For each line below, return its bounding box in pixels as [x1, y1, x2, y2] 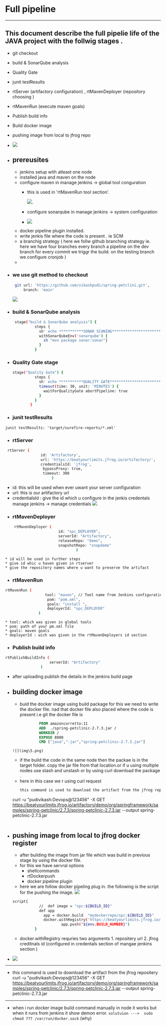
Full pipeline [5, 3, 56, 15]
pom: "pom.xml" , [47, 597, 81, 602]
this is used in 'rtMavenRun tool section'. [27, 189, 110, 195]
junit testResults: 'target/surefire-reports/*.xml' [5, 425, 116, 430]
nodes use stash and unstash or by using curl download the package [19, 768, 161, 774]
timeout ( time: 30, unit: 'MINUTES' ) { [39, 384, 119, 389]
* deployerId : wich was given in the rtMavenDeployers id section [5, 633, 147, 638]
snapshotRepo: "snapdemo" [58, 543, 112, 548]
